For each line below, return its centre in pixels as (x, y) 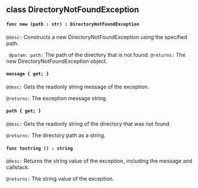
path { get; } (24, 111)
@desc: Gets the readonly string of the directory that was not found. (89, 124)
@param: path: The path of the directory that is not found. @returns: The (97, 55)
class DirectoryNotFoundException (73, 10)
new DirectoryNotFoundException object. (57, 61)
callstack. (18, 167)
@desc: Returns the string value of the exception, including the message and (99, 161)
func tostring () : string (40, 148)
